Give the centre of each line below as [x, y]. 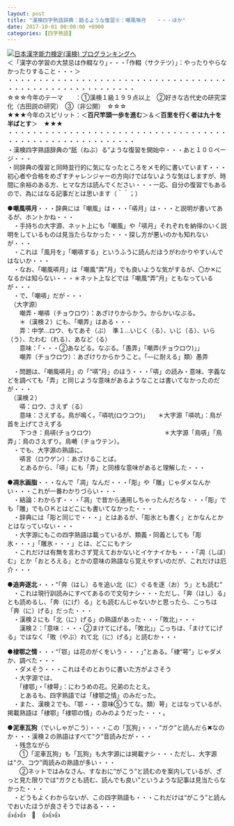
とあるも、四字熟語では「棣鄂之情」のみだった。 [89, 695]
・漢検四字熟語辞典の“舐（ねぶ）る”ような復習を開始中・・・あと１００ [111, 150]
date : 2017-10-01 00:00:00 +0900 [56, 27]
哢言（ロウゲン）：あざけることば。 [70, 459]
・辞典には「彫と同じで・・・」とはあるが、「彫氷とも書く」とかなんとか [118, 517]
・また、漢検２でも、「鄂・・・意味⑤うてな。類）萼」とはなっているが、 [119, 704]
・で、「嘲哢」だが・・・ [48, 296]
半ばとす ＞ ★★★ [35, 124]
